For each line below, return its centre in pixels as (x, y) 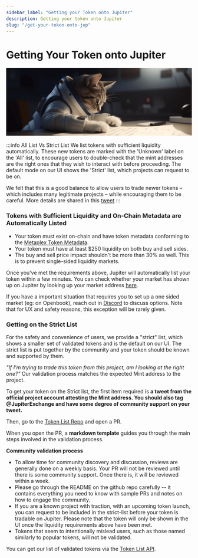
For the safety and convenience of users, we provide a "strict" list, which (95, 337)
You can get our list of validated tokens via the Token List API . (81, 549)
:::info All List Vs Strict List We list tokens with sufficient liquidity (83, 145)
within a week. (32, 481)
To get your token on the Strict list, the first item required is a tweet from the (99, 391)
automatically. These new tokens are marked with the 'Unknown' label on (95, 152)
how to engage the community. (52, 500)
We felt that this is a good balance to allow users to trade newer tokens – (94, 188)
